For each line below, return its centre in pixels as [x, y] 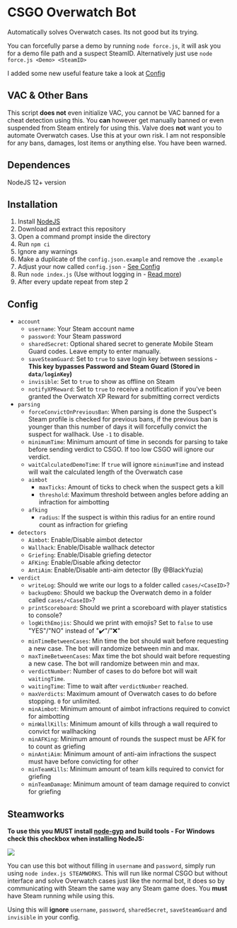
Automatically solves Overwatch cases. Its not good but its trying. [103, 32]
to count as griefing [57, 746]
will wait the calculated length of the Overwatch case [105, 472]
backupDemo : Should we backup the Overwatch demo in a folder [120, 592]
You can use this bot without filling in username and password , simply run [111, 866]
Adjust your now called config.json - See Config [89, 267]
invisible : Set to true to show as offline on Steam [102, 382]
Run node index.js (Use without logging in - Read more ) [99, 275]
